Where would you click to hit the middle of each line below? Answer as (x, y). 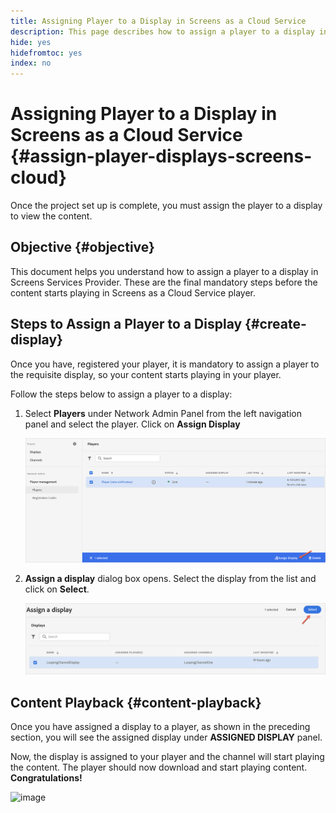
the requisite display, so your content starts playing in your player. (146, 374)
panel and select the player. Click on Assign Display (132, 424)
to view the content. (51, 216)
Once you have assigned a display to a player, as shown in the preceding (160, 727)
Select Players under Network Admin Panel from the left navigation (163, 413)
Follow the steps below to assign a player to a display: (121, 394)
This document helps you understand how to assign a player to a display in (164, 271)
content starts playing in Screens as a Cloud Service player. (133, 292)
